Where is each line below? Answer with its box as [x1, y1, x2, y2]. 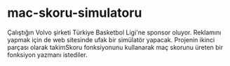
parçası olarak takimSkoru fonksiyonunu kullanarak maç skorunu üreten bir [7, 43, 223, 51]
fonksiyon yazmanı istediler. [7, 51, 88, 59]
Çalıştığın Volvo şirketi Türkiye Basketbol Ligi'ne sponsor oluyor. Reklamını [7, 28, 222, 37]
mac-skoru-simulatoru [7, 5, 142, 21]
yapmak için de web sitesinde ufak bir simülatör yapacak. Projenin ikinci [7, 35, 215, 44]
